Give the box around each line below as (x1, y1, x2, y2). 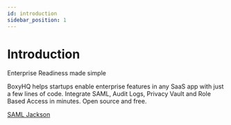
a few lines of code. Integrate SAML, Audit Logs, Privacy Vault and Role (7, 90, 212, 98)
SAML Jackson (7, 110, 51, 119)
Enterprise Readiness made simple (7, 69, 106, 77)
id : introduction (7, 10, 58, 17)
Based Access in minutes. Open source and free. (7, 97, 147, 106)
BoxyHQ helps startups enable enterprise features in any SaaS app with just (7, 82, 224, 90)
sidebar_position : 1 (7, 17, 67, 23)
